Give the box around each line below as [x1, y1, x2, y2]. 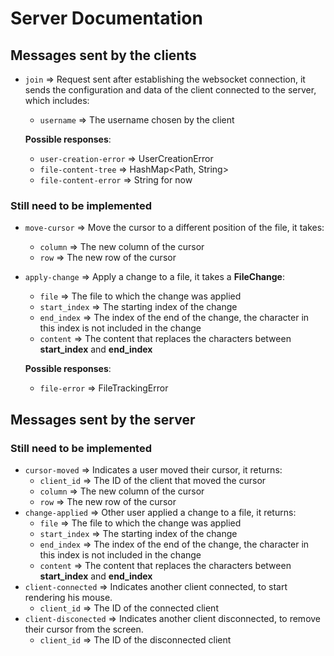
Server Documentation [10, 7, 203, 30]
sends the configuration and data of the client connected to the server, [24, 84, 317, 96]
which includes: [24, 95, 90, 106]
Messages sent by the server [10, 411, 196, 428]
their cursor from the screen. [24, 623, 144, 635]
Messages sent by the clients [10, 47, 197, 64]
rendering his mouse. [24, 591, 113, 603]
